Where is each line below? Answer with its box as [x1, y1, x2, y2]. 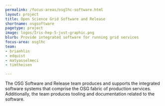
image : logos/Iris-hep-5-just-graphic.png [5, 30, 94, 35]
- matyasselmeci [5, 58, 39, 63]
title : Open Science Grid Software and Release [5, 16, 106, 21]
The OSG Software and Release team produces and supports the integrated [5, 80, 160, 87]
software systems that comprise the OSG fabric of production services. [5, 86, 152, 92]
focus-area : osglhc [5, 40, 46, 45]
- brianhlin [5, 49, 30, 53]
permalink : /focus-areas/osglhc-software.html [5, 7, 103, 12]
